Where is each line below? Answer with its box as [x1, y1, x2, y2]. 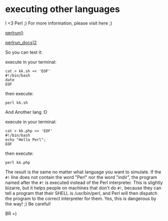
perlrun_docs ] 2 [5, 39, 37, 46]
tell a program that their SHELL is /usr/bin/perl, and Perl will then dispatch [5, 190, 157, 196]
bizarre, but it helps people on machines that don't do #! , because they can [5, 184, 162, 191]
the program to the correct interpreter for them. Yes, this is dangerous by [5, 195, 157, 201]
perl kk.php [5, 160, 30, 165]
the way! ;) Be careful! [5, 200, 51, 206]
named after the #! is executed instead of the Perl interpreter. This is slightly [5, 179, 163, 185]
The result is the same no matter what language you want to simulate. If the [5, 169, 161, 175]
